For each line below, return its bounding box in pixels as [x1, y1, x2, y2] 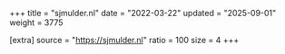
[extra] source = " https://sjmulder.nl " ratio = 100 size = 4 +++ [9, 35, 240, 45]
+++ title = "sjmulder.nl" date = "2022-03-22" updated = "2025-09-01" [9, 8, 277, 18]
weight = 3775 [9, 17, 64, 28]
